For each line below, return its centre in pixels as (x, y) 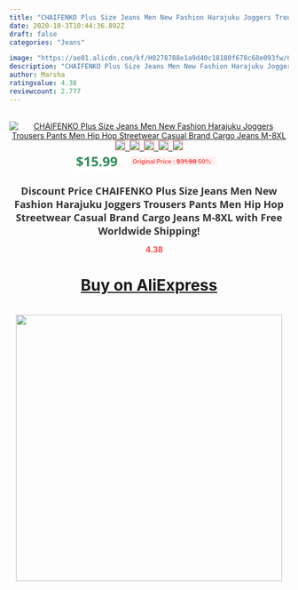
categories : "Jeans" (47, 42)
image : (21, 59)
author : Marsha (37, 75)
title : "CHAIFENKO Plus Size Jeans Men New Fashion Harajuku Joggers (141, 17)
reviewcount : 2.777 (45, 91)
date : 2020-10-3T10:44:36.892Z (67, 26)
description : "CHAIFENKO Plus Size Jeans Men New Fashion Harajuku (137, 67)
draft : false (33, 34)
